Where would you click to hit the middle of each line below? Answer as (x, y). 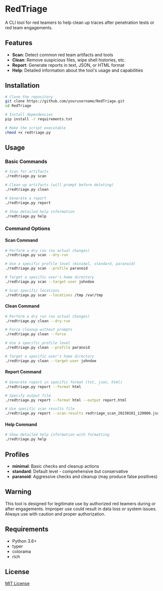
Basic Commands (26, 162)
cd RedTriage (18, 106)
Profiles (17, 454)
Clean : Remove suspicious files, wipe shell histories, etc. (69, 60)
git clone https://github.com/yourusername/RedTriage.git (65, 101)
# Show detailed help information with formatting (57, 435)
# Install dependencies (29, 115)
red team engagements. (29, 27)
